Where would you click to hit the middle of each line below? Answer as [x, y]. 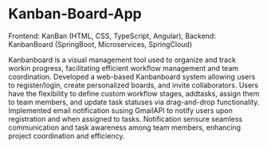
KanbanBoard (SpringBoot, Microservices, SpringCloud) [100, 44]
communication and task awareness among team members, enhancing [125, 127]
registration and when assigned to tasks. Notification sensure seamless [126, 119]
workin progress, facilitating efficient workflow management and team [124, 68]
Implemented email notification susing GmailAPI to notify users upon [120, 110]
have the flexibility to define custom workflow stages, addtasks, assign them [134, 93]
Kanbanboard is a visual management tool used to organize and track [122, 60]
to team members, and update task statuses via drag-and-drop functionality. [134, 102]
